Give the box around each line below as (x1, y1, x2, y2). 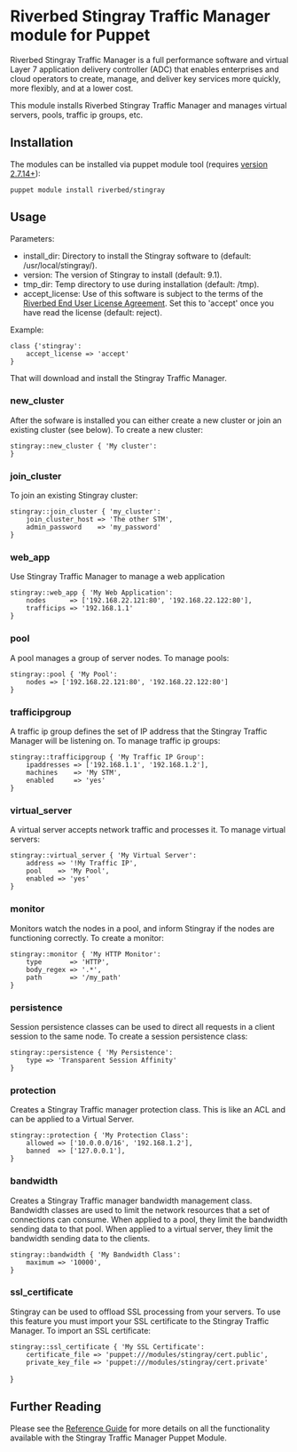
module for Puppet (10, 25, 151, 45)
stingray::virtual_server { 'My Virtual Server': (10, 851, 198, 860)
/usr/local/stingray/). (22, 259, 98, 270)
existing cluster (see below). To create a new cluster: (10, 424, 203, 435)
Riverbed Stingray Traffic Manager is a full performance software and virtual (10, 54, 289, 65)
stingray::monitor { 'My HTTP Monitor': (10, 949, 162, 959)
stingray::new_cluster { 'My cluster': (10, 442, 158, 451)
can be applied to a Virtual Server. (10, 1113, 135, 1125)
